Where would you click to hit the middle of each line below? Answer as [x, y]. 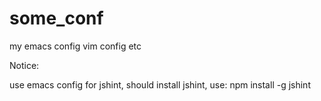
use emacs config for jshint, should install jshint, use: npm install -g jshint [160, 84]
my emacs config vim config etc [75, 46]
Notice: [24, 65]
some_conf [56, 18]
